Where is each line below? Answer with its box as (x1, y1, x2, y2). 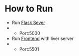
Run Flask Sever (11, 19, 45, 25)
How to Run (4, 3, 53, 14)
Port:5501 (19, 46, 39, 52)
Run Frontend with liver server (11, 35, 74, 41)
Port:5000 (19, 30, 40, 36)
